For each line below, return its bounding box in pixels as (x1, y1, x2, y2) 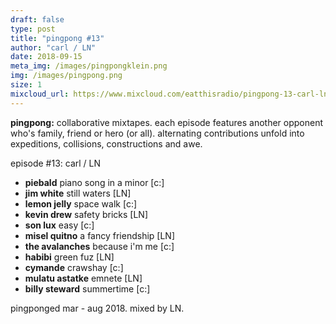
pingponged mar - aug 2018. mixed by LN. (10, 302, 185, 314)
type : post (10, 24, 56, 34)
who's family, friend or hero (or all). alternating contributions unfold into (10, 127, 305, 139)
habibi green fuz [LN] (24, 251, 115, 263)
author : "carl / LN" (10, 42, 97, 53)
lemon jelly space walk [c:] (24, 197, 138, 210)
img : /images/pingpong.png (10, 71, 123, 81)
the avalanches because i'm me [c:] (24, 240, 175, 252)
